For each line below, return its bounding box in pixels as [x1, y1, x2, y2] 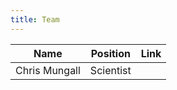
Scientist [89, 63, 132, 77]
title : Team [10, 14, 60, 25]
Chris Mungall [15, 63, 81, 77]
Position [90, 46, 131, 60]
